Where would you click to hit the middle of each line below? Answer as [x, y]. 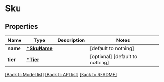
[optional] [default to [113, 56]
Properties [21, 27]
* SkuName [39, 48]
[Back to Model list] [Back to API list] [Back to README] [61, 74]
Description [71, 40]
